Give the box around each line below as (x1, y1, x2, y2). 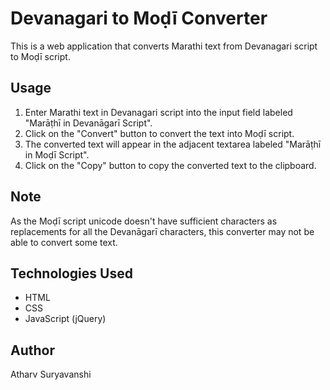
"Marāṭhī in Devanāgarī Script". (24, 117, 153, 129)
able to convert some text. (10, 236, 118, 248)
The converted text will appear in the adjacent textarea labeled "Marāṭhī (24, 138, 322, 150)
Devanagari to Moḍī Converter (10, 7, 268, 30)
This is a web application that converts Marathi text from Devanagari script (10, 40, 318, 52)
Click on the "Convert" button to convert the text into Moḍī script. (24, 127, 295, 139)
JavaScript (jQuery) (24, 313, 107, 325)
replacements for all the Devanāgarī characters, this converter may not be (10, 225, 315, 237)
